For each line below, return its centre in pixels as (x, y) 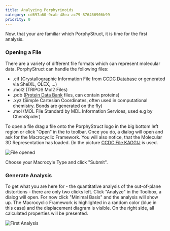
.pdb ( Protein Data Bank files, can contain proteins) (66, 95)
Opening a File (23, 52)
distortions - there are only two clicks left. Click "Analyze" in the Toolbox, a (83, 191)
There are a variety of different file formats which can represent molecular (83, 63)
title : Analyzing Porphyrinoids (39, 10)
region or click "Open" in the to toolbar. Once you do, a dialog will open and (84, 131)
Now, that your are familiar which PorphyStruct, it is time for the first (76, 34)
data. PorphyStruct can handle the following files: (57, 69)
